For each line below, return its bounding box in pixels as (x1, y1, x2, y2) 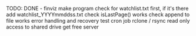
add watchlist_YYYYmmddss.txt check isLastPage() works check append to (6, 11, 190, 18)
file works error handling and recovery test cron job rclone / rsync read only (6, 17, 190, 24)
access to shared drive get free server (6, 23, 99, 30)
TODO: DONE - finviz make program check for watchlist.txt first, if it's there (6, 5, 189, 12)
